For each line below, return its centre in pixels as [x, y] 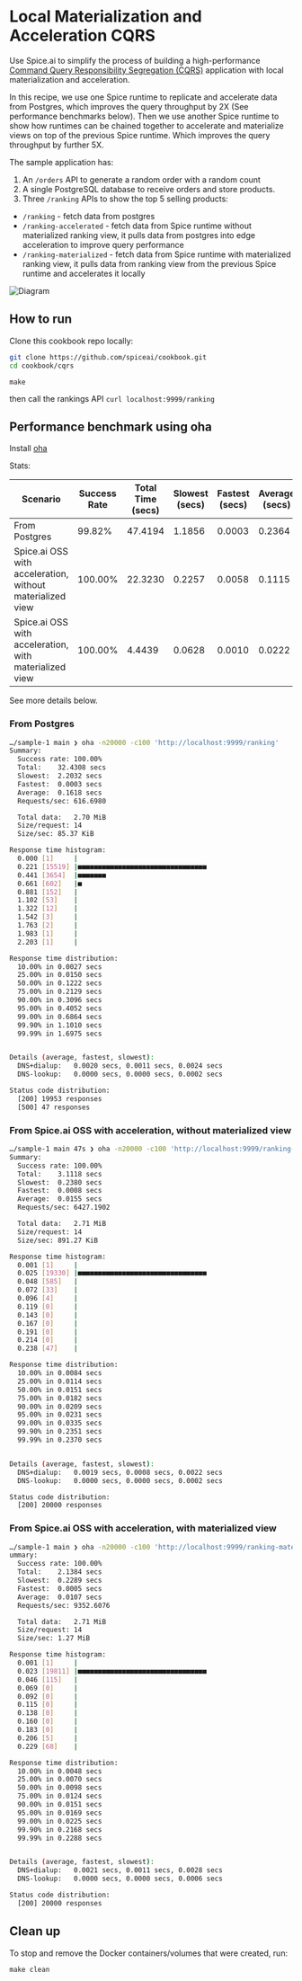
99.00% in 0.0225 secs [60, 1821]
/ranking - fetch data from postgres [89, 216]
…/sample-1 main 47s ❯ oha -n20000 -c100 [88, 1149]
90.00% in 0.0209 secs [60, 1407]
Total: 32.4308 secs [62, 768]
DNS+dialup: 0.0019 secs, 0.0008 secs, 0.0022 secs [120, 1472]
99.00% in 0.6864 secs [60, 1017]
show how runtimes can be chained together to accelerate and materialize [147, 125]
